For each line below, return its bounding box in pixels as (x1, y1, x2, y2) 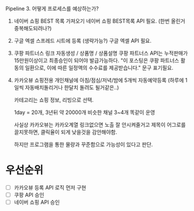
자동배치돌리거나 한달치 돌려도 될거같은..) (25, 84, 119, 91)
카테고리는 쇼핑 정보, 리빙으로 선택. (13, 96, 94, 103)
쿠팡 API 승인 (13, 192, 44, 198)
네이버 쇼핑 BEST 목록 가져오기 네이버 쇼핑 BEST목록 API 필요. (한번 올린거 (13, 18, 185, 25)
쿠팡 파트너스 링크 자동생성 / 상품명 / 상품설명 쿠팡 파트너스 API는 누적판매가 (13, 50, 188, 57)
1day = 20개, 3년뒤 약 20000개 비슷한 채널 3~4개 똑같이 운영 (13, 109, 155, 116)
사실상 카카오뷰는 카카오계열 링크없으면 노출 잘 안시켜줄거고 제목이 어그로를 (13, 122, 186, 128)
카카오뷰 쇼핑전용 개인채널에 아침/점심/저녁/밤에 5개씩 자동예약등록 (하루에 (13, 77, 185, 84)
